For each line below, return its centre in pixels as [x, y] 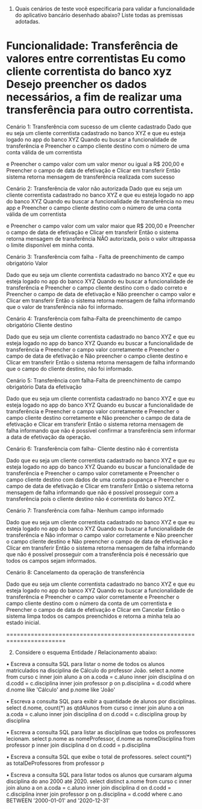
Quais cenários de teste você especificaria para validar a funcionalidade [105, 9]
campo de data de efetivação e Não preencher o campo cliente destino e [97, 356]
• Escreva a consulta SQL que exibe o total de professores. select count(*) [99, 757]
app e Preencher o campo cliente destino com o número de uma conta [94, 208]
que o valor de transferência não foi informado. [65, 306]
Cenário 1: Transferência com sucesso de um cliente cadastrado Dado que [99, 127]
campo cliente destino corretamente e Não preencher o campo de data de [99, 417]
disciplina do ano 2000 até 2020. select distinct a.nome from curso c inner [99, 781]
